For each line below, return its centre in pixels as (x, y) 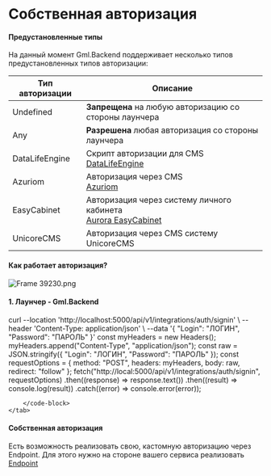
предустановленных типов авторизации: (78, 63)
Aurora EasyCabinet (124, 221)
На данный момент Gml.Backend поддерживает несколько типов (121, 55)
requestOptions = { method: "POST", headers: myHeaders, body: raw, (124, 362)
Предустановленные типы (56, 36)
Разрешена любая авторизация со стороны (172, 130)
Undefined (32, 112)
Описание (173, 88)
